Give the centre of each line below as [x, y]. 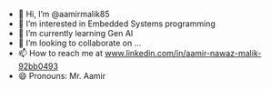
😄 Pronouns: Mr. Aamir [62, 76]
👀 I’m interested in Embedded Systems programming [116, 24]
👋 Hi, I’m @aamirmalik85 [64, 14]
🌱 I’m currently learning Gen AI [75, 33]
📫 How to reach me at [60, 53]
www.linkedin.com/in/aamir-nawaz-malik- [183, 53]
